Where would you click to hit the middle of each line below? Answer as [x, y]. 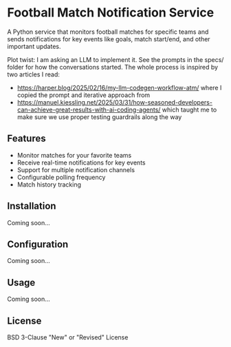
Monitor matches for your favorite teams [74, 155]
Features [26, 139]
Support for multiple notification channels [76, 169]
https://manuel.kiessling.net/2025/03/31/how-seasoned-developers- [115, 102]
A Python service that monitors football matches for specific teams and [108, 32]
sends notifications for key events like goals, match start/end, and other [109, 39]
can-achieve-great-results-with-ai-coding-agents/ [89, 109]
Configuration [38, 244]
